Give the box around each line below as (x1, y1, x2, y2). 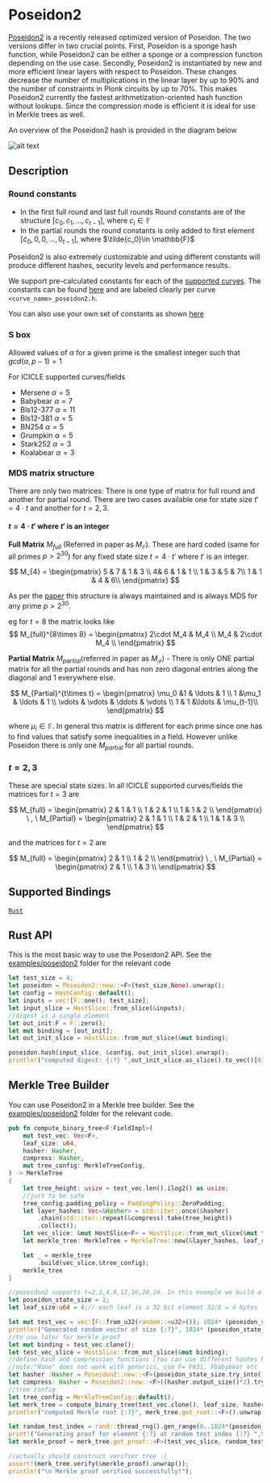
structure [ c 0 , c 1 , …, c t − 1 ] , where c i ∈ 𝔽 (19, 216, 151, 227)
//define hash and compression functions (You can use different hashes (8, 1355, 258, 1364)
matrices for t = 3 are (8, 789, 80, 798)
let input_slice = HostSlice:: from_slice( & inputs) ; (8, 1003, 186, 1012)
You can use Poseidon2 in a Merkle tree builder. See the (8, 1100, 195, 1109)
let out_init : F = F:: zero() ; (8, 1019, 106, 1027)
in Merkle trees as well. (8, 109, 85, 119)
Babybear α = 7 (19, 396, 73, 405)
